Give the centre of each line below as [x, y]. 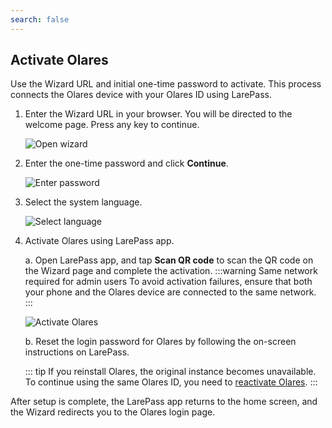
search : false [40, 19]
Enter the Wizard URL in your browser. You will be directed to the [158, 114]
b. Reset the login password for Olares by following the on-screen [160, 342]
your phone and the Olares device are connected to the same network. [170, 292]
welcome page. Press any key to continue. [112, 125]
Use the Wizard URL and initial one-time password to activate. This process [166, 84]
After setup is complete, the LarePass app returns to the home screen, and [164, 402]
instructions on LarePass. [77, 352]
